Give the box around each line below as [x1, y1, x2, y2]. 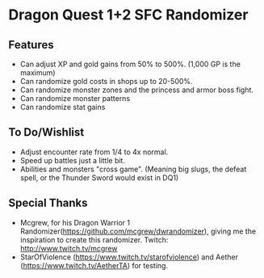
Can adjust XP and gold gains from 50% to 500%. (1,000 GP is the [19, 59, 241, 69]
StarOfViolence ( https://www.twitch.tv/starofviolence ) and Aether [19, 252, 238, 262]
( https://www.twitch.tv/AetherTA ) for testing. [19, 260, 168, 270]
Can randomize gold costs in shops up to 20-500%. [19, 77, 193, 86]
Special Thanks [8, 196, 88, 210]
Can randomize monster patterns [19, 94, 131, 103]
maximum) [19, 68, 56, 78]
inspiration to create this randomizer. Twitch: [19, 234, 169, 244]
